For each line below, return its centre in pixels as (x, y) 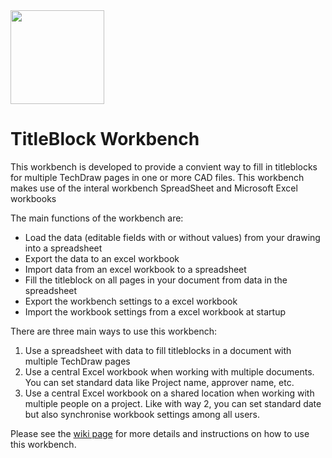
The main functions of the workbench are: (97, 218)
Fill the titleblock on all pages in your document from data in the (156, 280)
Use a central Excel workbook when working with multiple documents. (169, 371)
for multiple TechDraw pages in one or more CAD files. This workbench (157, 177)
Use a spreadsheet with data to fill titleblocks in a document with (158, 350)
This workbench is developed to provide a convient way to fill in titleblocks (164, 166)
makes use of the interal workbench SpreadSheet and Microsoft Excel (154, 188)
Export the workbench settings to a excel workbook (131, 301)
